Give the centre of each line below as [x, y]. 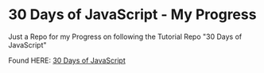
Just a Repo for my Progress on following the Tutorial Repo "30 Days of [125, 36]
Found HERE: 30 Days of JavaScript [67, 60]
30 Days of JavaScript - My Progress [132, 15]
